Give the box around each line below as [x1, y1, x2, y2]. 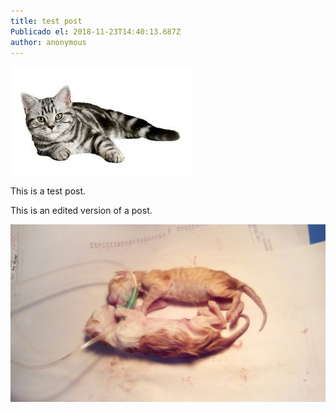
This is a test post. [10, 185, 87, 197]
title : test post [10, 16, 83, 26]
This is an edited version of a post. [10, 205, 153, 217]
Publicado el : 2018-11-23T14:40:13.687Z [10, 26, 182, 37]
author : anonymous [10, 37, 87, 47]
